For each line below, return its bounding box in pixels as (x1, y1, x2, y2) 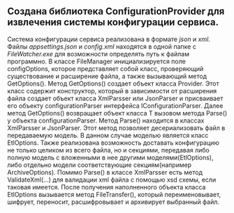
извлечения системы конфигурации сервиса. (7, 17, 219, 29)
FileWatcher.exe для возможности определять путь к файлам (7, 49, 190, 58)
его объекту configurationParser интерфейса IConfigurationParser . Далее (7, 101, 224, 110)
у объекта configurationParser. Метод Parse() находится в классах (7, 116, 205, 125)
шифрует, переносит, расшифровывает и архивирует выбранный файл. (7, 198, 220, 206)
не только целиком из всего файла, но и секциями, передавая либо (7, 145, 210, 154)
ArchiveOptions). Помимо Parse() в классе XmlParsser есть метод (7, 168, 203, 176)
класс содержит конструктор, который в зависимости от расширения (7, 86, 217, 95)
